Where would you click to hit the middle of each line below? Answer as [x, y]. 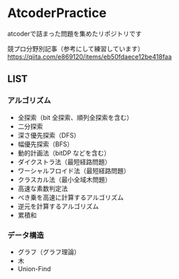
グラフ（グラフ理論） [49, 252]
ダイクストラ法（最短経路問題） [64, 162]
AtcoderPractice [57, 13]
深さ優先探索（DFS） [49, 135]
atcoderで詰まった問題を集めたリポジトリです [75, 33]
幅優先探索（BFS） [45, 144]
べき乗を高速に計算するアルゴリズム [71, 197]
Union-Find [34, 268]
